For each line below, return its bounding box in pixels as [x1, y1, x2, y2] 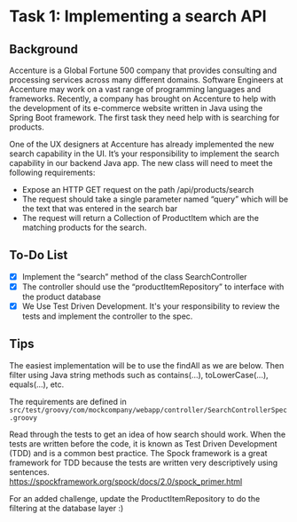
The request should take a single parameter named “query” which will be [21, 194, 289, 204]
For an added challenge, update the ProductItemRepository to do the [9, 493, 261, 503]
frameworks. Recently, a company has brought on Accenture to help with [9, 93, 277, 104]
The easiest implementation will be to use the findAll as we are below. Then [9, 360, 285, 370]
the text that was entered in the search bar [21, 203, 178, 214]
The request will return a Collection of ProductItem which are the [21, 213, 260, 223]
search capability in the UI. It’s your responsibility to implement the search [9, 148, 280, 159]
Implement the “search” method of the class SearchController [21, 271, 247, 281]
